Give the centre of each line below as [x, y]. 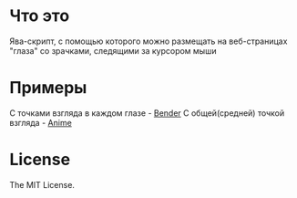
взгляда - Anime [41, 122]
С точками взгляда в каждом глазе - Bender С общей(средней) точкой [147, 113]
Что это [40, 16]
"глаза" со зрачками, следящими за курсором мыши [113, 50]
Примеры [48, 88]
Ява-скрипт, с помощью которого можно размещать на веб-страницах [148, 41]
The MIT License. [42, 184]
